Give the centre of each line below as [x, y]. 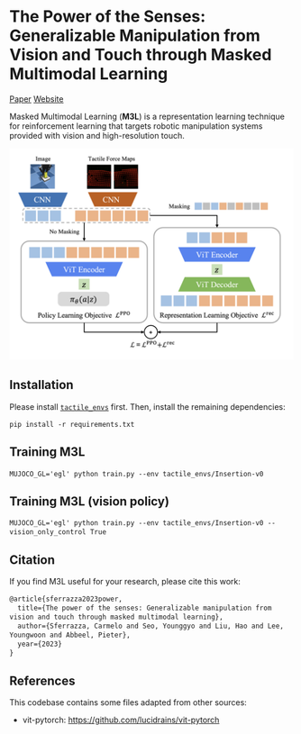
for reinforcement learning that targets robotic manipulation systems [136, 126]
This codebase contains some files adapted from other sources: [128, 702]
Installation [41, 385]
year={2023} [40, 644]
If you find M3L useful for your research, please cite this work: [125, 582]
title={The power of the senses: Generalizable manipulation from [145, 608]
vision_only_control [48, 532]
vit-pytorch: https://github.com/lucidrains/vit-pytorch [121, 720]
